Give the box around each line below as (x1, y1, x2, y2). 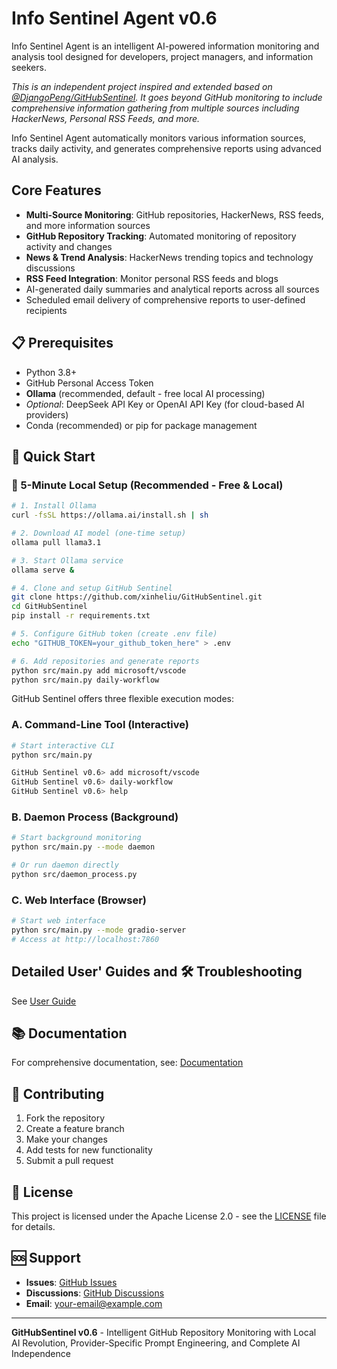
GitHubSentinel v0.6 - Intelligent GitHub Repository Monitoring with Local (11, 1326, 317, 1338)
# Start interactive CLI (11, 740, 115, 751)
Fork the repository (25, 1112, 106, 1124)
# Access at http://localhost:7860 (11, 934, 160, 944)
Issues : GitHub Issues (25, 1276, 118, 1288)
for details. (11, 1221, 56, 1233)
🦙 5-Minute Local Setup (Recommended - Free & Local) (11, 478, 284, 492)
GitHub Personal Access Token (25, 377, 154, 389)
